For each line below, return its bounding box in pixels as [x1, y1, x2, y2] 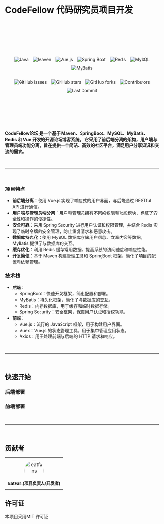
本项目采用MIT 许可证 [5, 513, 49, 519]
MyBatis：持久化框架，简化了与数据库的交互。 [19, 297, 113, 303]
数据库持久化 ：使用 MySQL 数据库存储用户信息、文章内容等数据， [12, 235, 145, 240]
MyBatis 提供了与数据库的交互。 [12, 240, 77, 246]
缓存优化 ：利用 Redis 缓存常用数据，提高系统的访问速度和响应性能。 [12, 247, 150, 253]
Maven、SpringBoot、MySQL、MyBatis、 [61, 130, 148, 136]
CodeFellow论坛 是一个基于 [5, 130, 61, 136]
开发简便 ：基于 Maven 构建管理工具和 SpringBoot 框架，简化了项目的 [12, 253, 152, 259]
